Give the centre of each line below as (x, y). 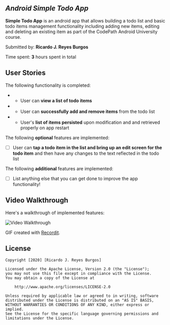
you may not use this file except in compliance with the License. (79, 274)
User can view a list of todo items (56, 100)
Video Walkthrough (37, 201)
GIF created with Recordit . (33, 233)
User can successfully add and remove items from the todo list (88, 111)
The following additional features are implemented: (59, 169)
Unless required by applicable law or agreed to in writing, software (82, 296)
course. (13, 37)
